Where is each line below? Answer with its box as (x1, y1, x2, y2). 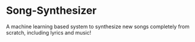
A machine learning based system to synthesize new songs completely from (6, 23, 190, 30)
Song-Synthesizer (6, 4, 97, 17)
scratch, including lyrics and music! (6, 29, 92, 36)
